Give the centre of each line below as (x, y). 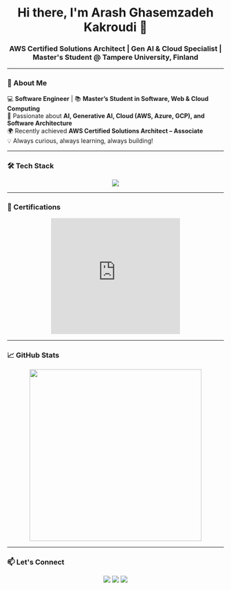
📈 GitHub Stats (33, 355)
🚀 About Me (27, 83)
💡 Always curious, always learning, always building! (80, 140)
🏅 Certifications (34, 207)
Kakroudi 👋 (115, 27)
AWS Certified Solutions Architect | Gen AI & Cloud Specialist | (115, 49)
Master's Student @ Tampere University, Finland (115, 58)
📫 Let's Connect (36, 562)
